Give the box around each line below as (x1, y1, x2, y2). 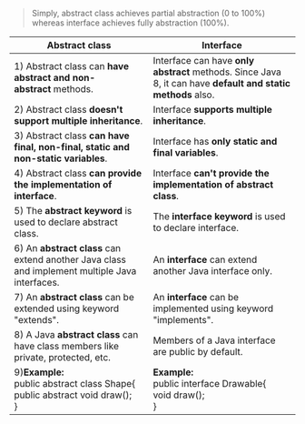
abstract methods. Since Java (152, 66, 281, 78)
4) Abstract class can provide (14, 167, 143, 179)
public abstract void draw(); (14, 389, 133, 401)
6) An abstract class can (14, 242, 122, 254)
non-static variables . (14, 152, 108, 165)
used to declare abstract (14, 216, 118, 228)
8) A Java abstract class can (14, 328, 139, 340)
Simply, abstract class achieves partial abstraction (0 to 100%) (31, 8, 266, 18)
